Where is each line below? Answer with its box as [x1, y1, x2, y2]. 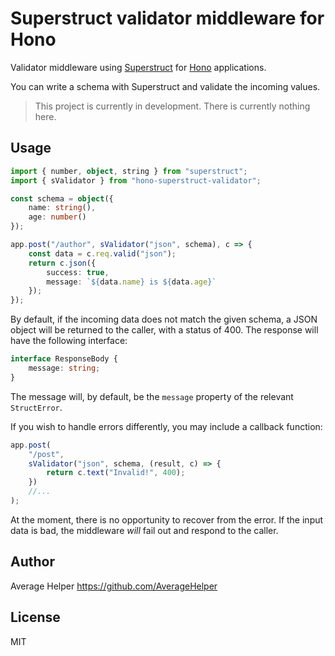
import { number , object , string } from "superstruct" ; [10, 166, 248, 176]
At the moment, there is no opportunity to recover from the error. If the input [10, 513, 324, 526]
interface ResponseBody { [10, 354, 118, 364]
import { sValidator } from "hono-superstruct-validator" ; [10, 175, 262, 186]
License [10, 609, 61, 626]
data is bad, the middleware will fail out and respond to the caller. [10, 524, 279, 536]
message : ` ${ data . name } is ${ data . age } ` [46, 277, 217, 287]
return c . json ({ [28, 258, 97, 268]
